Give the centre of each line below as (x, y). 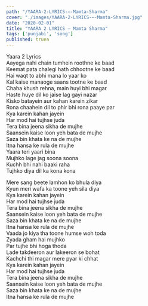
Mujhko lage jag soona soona (42, 158)
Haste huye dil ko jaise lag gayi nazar (52, 94)
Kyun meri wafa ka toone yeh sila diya (53, 189)
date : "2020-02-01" (30, 23)
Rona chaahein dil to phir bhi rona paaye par (61, 107)
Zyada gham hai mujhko (36, 239)
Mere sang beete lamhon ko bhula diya (54, 182)
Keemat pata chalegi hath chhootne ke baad (61, 69)
